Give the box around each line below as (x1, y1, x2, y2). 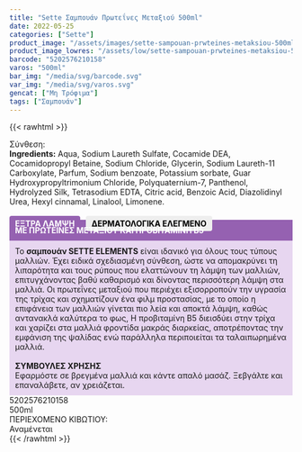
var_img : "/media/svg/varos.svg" (9, 80, 135, 89)
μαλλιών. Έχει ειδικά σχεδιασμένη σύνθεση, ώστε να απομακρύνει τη (14, 256, 278, 267)
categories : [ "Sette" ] (9, 30, 94, 39)
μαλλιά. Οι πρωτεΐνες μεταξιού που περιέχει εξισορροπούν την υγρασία (14, 285, 287, 295)
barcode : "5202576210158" (9, 55, 106, 64)
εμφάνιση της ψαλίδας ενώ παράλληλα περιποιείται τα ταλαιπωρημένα (14, 332, 287, 343)
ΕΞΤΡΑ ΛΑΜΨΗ (14, 218, 75, 230)
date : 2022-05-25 (9, 22, 75, 31)
